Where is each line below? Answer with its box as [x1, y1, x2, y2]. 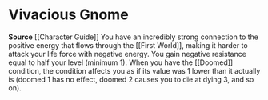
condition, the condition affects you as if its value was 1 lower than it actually [8, 66, 261, 75]
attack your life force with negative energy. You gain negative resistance [8, 49, 246, 58]
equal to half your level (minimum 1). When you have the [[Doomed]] [8, 58, 234, 67]
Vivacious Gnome [8, 6, 130, 24]
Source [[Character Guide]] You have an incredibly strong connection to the [8, 32, 258, 42]
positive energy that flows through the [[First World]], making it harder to [8, 40, 248, 50]
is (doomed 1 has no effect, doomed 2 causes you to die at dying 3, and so [8, 74, 254, 84]
